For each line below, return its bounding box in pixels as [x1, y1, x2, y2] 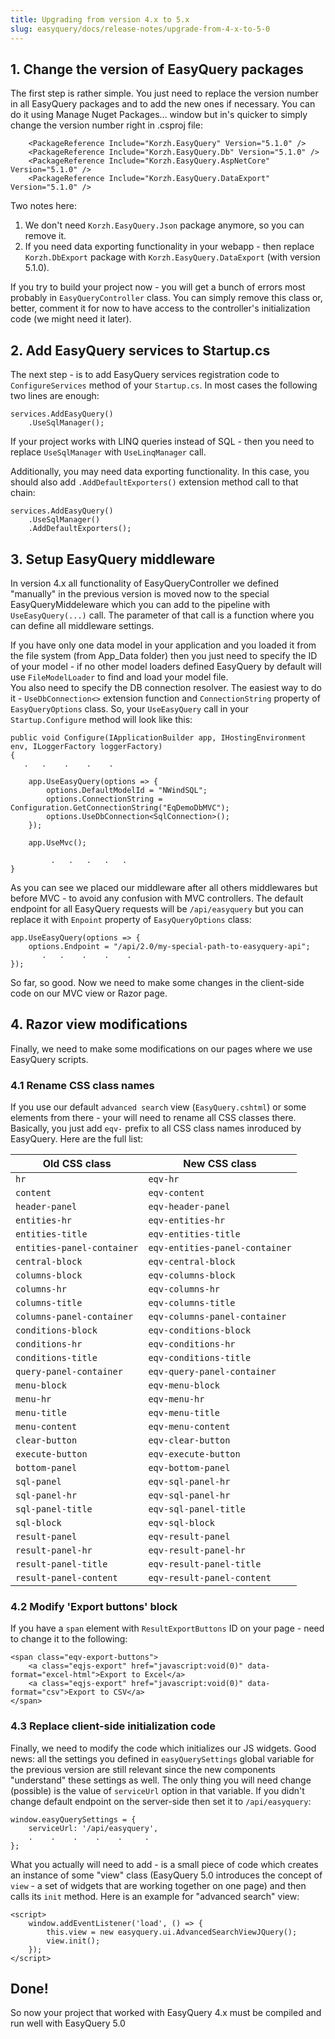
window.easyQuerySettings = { [10, 1814, 137, 1825]
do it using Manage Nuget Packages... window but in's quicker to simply [10, 109, 308, 121]
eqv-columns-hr [148, 1284, 220, 1295]
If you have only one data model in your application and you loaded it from [10, 639, 317, 651]
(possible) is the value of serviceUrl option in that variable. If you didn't [10, 1784, 305, 1796]
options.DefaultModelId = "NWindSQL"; [46, 785, 208, 795]
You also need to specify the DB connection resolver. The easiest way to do [10, 681, 322, 693]
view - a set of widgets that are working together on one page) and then [10, 1879, 307, 1891]
